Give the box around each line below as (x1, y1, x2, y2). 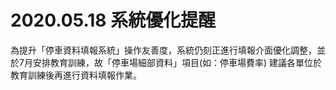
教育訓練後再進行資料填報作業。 (10, 69, 142, 81)
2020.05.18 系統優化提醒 (10, 9, 217, 32)
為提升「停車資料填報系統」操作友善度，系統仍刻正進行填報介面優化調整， (10, 44, 317, 56)
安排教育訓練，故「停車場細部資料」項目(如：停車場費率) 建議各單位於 (32, 56, 323, 68)
